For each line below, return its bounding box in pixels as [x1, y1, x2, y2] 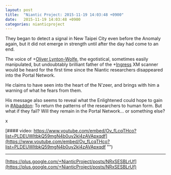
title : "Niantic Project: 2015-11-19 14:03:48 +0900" [5, 12, 124, 17]
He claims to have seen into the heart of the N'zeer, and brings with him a [5, 82, 159, 88]
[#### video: [5, 128, 33, 134]
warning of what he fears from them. [5, 87, 82, 94]
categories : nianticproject [5, 21, 65, 27]
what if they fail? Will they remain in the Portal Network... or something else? [5, 108, 165, 114]
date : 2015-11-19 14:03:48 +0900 [5, 17, 81, 22]
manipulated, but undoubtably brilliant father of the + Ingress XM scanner [5, 61, 159, 67]
